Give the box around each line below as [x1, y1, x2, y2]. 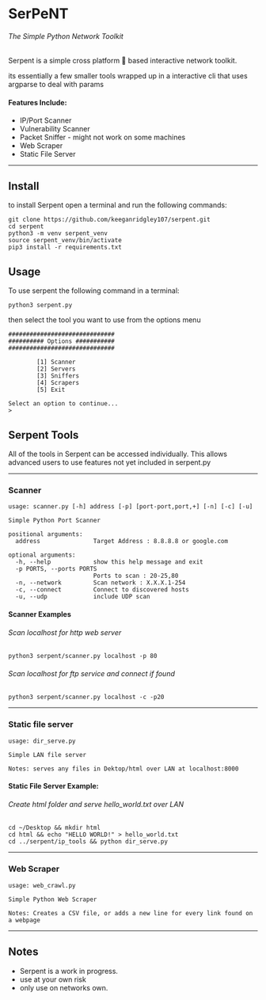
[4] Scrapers [36, 379, 80, 387]
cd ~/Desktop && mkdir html [8, 824, 101, 832]
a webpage [8, 916, 41, 924]
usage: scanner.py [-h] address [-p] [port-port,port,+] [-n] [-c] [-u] [8, 503, 253, 511]
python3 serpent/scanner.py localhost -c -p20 [8, 694, 165, 702]
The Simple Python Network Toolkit [8, 31, 124, 40]
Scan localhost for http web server [8, 627, 122, 637]
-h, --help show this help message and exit [15, 558, 203, 566]
